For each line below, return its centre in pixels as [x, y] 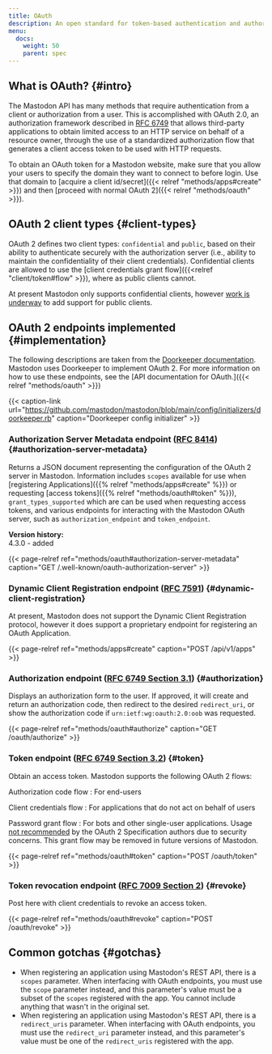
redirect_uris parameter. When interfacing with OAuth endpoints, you [138, 1023]
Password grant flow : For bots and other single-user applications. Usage [130, 823]
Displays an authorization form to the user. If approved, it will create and [129, 696]
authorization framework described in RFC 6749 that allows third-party [127, 123]
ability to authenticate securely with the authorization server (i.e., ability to [132, 252]
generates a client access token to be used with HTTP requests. [115, 148]
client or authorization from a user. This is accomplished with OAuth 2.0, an [134, 114]
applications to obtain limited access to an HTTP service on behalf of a [126, 131]
